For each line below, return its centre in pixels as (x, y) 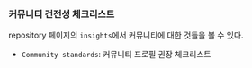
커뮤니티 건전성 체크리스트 (62, 13)
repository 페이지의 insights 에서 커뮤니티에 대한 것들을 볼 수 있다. (126, 35)
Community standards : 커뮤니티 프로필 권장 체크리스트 (116, 55)
